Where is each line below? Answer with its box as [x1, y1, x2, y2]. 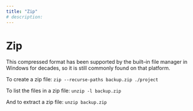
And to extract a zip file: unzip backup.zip [6, 99, 107, 106]
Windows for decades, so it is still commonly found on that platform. [6, 65, 171, 72]
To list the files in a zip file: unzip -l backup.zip [6, 87, 122, 94]
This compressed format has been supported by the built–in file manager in [6, 58, 188, 65]
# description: [6, 14, 43, 20]
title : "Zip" [6, 8, 38, 15]
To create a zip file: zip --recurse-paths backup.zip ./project [6, 76, 158, 83]
